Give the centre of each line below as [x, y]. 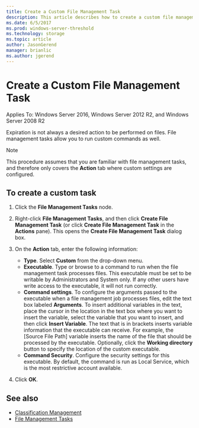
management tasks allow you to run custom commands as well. [84, 139]
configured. [20, 174]
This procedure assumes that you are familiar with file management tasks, [96, 162]
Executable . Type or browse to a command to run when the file [101, 267]
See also [22, 398]
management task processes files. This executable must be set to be [107, 273]
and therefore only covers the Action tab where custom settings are [89, 168]
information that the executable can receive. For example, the [98, 330]
